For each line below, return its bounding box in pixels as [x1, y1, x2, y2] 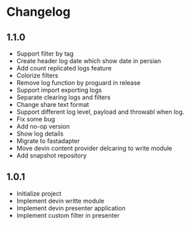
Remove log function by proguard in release [16, 79, 141, 86]
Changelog [6, 4, 71, 20]
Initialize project [16, 189, 62, 197]
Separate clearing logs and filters [16, 93, 111, 101]
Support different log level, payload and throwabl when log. [16, 108, 185, 116]
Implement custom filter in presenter [16, 211, 120, 219]
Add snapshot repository [16, 151, 87, 160]
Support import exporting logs [16, 86, 102, 94]
